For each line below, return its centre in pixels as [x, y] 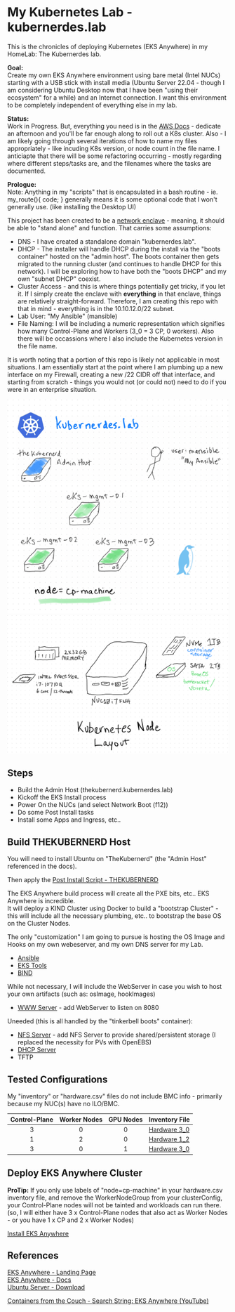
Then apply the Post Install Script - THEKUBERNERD [83, 880]
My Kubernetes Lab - [70, 12]
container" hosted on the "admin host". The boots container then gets [118, 256]
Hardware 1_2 [169, 1139]
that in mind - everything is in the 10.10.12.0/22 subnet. [96, 308]
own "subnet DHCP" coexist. [59, 279]
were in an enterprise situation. [52, 389]
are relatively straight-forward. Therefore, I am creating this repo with [117, 301]
